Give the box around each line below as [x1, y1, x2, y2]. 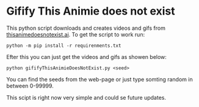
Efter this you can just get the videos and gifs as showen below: [6, 53, 167, 60]
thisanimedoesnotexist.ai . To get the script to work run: [6, 30, 145, 38]
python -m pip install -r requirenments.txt [6, 43, 121, 49]
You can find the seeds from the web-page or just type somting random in [6, 75, 194, 83]
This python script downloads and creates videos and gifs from [6, 24, 166, 32]
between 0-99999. [6, 82, 54, 89]
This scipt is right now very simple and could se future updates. [6, 94, 167, 101]
